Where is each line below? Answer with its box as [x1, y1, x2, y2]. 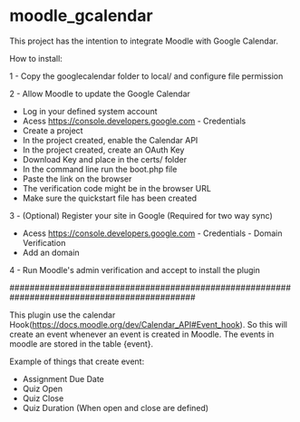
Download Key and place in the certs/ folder [22, 153, 188, 164]
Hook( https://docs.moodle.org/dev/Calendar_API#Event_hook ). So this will [9, 319, 288, 329]
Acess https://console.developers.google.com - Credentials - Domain [22, 228, 283, 239]
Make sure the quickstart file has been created [22, 192, 198, 203]
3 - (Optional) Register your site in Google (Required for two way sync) [9, 210, 274, 221]
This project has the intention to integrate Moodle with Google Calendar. [9, 35, 279, 46]
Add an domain [22, 247, 80, 258]
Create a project [22, 124, 83, 136]
